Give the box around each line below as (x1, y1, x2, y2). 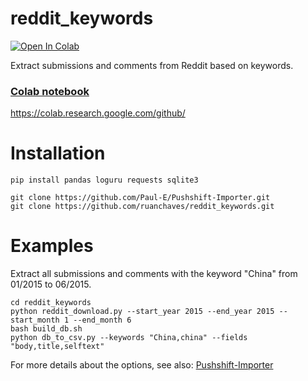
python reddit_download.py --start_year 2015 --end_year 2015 (10, 307, 275, 317)
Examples (10, 235, 94, 257)
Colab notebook (10, 84, 90, 98)
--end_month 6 (73, 315, 132, 326)
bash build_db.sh (10, 324, 83, 334)
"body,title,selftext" (10, 342, 105, 352)
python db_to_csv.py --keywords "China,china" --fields (10, 333, 248, 343)
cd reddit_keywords (10, 298, 92, 308)
